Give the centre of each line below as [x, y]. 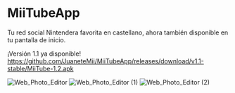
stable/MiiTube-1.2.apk [40, 68]
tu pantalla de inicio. [37, 39]
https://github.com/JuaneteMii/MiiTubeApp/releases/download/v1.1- [106, 61]
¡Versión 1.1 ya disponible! [44, 54]
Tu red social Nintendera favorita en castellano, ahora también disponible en [118, 32]
